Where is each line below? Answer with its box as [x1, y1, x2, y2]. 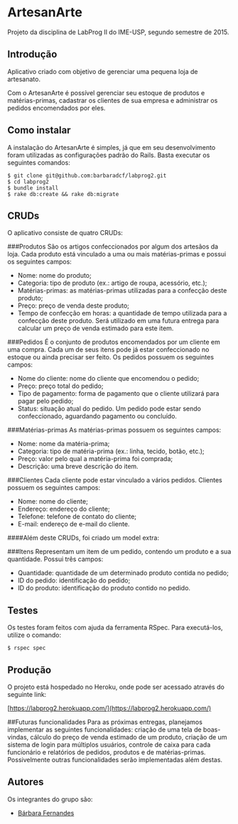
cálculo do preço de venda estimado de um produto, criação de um [30, 733, 227, 741]
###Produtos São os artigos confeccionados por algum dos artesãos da [7, 242, 219, 251]
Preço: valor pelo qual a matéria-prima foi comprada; [17, 455, 173, 463]
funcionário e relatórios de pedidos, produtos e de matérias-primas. [7, 748, 206, 757]
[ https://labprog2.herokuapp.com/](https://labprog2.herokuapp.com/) [7, 704, 212, 712]
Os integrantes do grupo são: [7, 795, 93, 803]
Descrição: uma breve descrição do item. [17, 462, 139, 471]
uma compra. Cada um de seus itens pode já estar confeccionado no [7, 345, 210, 354]
